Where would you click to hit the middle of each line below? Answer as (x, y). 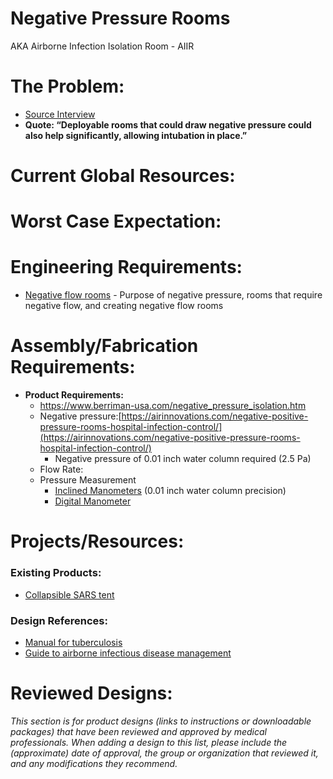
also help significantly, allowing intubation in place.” (136, 135)
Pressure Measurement (88, 480)
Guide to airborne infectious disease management (128, 653)
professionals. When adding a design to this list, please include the (149, 742)
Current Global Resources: (123, 176)
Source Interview (60, 114)
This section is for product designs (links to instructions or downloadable (161, 721)
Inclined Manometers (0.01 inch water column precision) (170, 491)
